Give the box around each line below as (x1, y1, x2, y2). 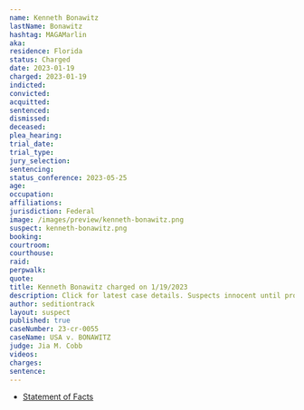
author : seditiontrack (9, 300, 95, 309)
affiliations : (9, 198, 63, 208)
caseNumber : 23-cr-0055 (9, 325, 100, 334)
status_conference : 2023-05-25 (9, 173, 128, 182)
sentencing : (9, 165, 54, 174)
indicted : (9, 81, 47, 90)
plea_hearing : (9, 131, 63, 140)
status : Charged (9, 55, 71, 64)
